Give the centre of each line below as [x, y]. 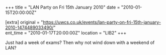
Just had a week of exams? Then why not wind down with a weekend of [80, 42]
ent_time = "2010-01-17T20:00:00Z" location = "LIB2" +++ [66, 33]
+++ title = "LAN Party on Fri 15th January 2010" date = [63, 7]
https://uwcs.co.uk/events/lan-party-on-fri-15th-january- [102, 22]
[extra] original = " [24, 22]
